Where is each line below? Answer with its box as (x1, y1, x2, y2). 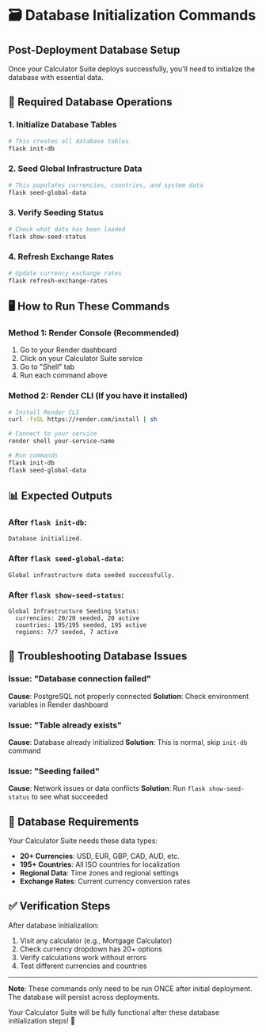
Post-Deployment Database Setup (8, 43, 180, 56)
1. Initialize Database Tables (8, 120, 117, 131)
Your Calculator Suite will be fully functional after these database (8, 1007, 220, 1017)
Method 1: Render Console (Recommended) (8, 327, 180, 338)
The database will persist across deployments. (8, 992, 160, 1001)
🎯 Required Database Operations (8, 96, 173, 109)
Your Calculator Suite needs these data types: (8, 836, 158, 845)
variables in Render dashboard (8, 700, 108, 709)
